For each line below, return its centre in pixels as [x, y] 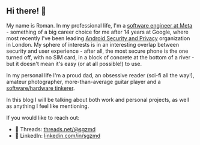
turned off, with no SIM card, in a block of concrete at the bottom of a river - [100, 57]
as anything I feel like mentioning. [48, 106]
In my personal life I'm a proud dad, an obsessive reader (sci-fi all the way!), [100, 75]
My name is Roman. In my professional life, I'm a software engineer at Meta [99, 25]
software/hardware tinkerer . [41, 88]
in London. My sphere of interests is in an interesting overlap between [93, 44]
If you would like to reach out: [43, 117]
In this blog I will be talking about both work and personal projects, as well [98, 99]
